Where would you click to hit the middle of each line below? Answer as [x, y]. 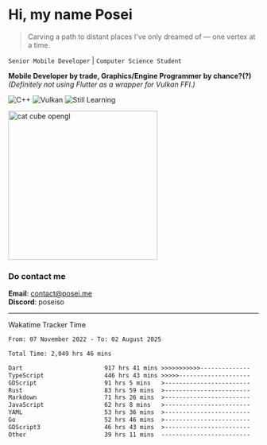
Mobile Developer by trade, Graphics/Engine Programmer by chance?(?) [130, 75]
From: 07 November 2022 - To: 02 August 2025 [85, 339]
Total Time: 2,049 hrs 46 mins [60, 354]
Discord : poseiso [37, 302]
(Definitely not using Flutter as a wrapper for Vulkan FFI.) [102, 84]
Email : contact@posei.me [50, 294]
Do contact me [37, 276]
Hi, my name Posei [70, 15]
